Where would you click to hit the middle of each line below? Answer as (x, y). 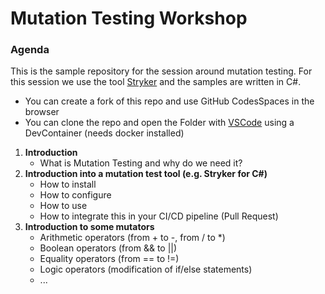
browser (42, 112)
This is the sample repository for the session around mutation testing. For (161, 71)
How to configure (75, 195)
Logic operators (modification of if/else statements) (146, 269)
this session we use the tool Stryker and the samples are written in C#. (156, 82)
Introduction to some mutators (89, 227)
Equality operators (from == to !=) (109, 259)
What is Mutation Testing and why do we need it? (141, 163)
